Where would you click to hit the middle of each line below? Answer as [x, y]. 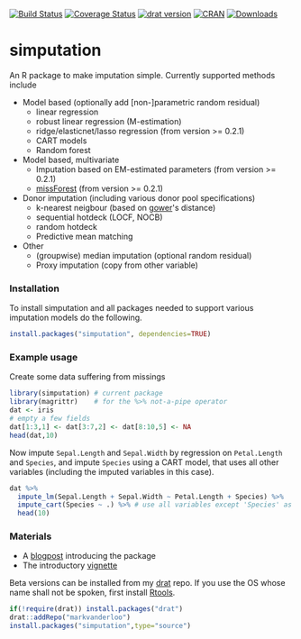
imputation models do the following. [76, 318]
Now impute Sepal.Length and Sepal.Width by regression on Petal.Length [146, 452]
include [23, 85]
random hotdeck [66, 226]
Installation [35, 288]
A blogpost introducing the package [89, 556]
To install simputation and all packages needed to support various [132, 308]
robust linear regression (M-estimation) [109, 121]
